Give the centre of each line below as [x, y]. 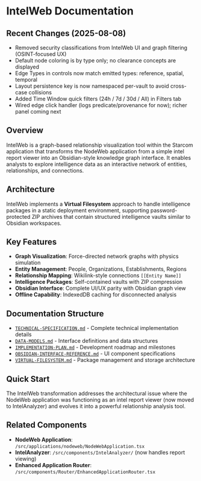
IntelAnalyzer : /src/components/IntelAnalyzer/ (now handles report [100, 452]
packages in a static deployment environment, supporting [78, 210]
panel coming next [38, 112]
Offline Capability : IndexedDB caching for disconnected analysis [96, 295]
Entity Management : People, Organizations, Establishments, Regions [101, 269]
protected [18, 216]
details [23, 334]
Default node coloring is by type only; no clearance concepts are [95, 60]
